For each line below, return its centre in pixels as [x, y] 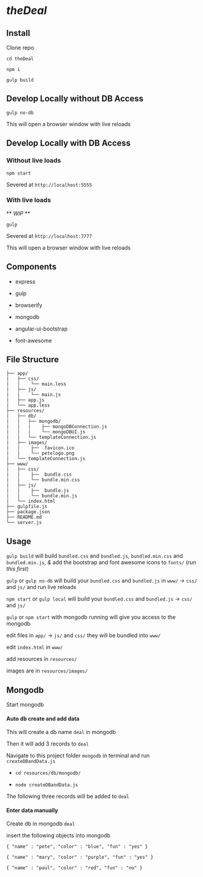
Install [18, 33]
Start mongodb [25, 705]
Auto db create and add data [43, 718]
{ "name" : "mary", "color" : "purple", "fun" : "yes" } [80, 858]
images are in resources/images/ [47, 671]
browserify [29, 305]
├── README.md [24, 517]
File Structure [33, 359]
